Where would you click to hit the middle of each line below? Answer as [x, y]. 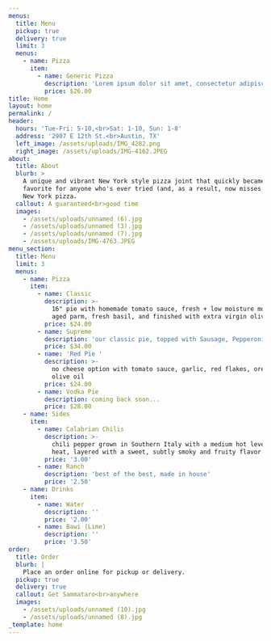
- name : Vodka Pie [68, 392]
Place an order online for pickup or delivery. [104, 572]
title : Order [38, 557]
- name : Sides [46, 414]
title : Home [28, 99]
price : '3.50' [68, 542]
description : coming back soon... [102, 399]
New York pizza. [50, 196]
